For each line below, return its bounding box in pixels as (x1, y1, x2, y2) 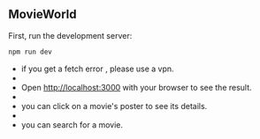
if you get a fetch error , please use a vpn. (20, 63, 174, 74)
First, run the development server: (8, 30, 133, 40)
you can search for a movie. (20, 119, 124, 130)
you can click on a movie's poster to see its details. (20, 100, 208, 111)
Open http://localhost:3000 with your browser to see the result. (20, 82, 253, 92)
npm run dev (8, 48, 52, 56)
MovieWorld (8, 7, 77, 22)
